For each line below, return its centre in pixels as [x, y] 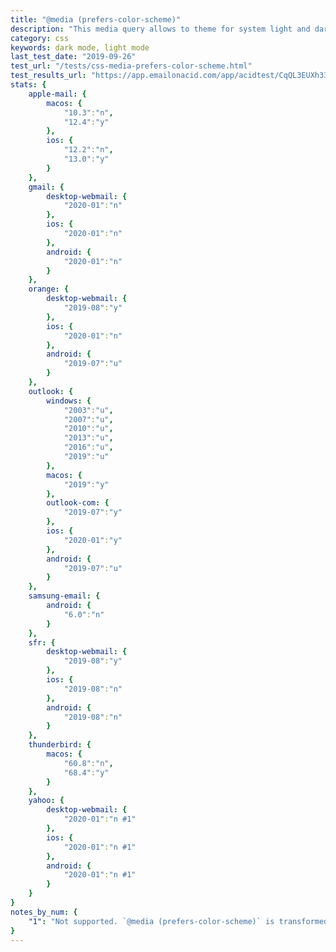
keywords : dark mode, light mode [80, 47]
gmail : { [46, 187]
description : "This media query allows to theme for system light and [160, 29]
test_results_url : [48, 76]
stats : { [28, 85]
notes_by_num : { [44, 912]
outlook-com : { [78, 503]
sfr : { [42, 642]
